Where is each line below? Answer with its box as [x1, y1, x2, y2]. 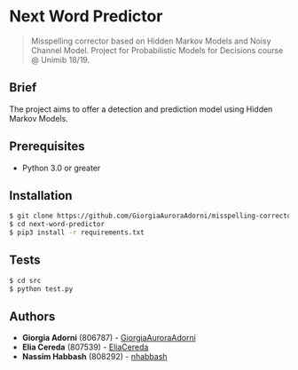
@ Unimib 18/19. [30, 54, 90, 65]
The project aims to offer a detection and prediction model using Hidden [9, 104, 273, 114]
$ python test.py [9, 284, 74, 294]
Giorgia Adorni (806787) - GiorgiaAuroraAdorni [21, 333, 197, 343]
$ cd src [9, 276, 42, 285]
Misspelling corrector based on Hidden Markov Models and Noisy [30, 35, 272, 46]
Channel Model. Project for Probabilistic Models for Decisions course [30, 44, 284, 55]
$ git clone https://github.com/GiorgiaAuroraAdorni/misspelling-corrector [9, 211, 295, 221]
